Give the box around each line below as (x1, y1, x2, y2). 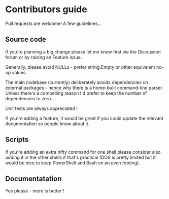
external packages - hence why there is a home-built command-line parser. (5, 84, 163, 91)
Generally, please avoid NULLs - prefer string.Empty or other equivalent (5, 64, 156, 70)
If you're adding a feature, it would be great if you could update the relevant (5, 115, 164, 121)
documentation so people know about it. (5, 121, 90, 127)
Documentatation (5, 174, 62, 183)
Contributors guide (5, 4, 87, 15)
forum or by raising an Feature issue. (5, 54, 82, 60)
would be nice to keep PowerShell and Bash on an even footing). (5, 159, 141, 166)
